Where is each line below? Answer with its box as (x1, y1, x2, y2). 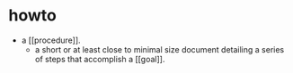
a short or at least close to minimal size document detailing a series (34, 44, 285, 54)
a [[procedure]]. (21, 35, 82, 45)
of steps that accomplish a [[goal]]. (34, 53, 165, 64)
